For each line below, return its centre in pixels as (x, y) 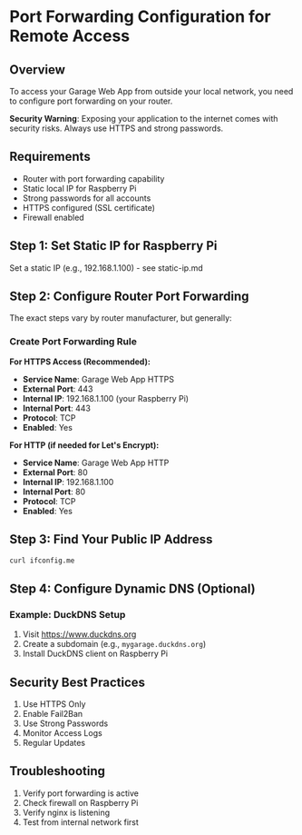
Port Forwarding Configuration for (140, 17)
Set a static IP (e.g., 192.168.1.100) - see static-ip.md (107, 268)
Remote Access (69, 36)
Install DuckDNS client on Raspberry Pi (95, 654)
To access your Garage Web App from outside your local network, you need (151, 91)
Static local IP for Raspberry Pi (79, 188)
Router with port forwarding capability (93, 178)
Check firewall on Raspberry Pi (80, 802)
